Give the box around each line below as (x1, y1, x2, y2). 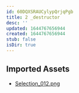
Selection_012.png (14, 80, 60, 87)
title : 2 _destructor (6, 14, 60, 20)
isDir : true (6, 42, 36, 48)
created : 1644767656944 (6, 31, 66, 37)
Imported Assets (6, 64, 70, 75)
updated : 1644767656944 (6, 25, 66, 32)
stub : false (6, 36, 36, 42)
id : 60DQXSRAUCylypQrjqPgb (6, 8, 74, 15)
